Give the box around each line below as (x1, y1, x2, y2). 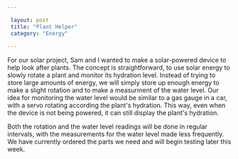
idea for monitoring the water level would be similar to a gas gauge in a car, (7, 94, 227, 102)
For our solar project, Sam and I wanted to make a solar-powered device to (7, 56, 227, 65)
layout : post (10, 16, 50, 23)
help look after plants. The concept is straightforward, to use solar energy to (7, 63, 231, 72)
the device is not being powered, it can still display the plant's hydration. (7, 109, 219, 117)
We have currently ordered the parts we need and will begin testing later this (7, 138, 232, 146)
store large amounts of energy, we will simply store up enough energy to (7, 79, 220, 87)
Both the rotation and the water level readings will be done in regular (7, 122, 208, 131)
